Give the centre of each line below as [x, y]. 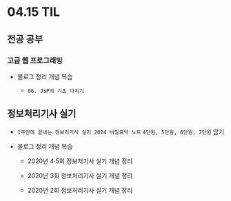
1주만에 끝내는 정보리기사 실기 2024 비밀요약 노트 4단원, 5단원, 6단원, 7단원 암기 [121, 131]
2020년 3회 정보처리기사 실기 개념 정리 [80, 176]
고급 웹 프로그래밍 [35, 61]
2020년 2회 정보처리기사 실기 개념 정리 [80, 190]
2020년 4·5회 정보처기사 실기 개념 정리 [80, 161]
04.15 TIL [34, 12]
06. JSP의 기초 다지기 [56, 91]
